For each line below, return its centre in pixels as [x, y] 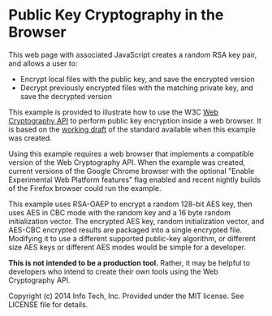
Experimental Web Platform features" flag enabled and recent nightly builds [135, 180]
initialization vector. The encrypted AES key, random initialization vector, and [136, 221]
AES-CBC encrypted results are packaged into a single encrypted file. [125, 230]
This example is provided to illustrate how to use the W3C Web [114, 112]
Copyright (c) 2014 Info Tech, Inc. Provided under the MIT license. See [126, 296]
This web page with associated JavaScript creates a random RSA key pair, [133, 54]
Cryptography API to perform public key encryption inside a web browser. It [135, 120]
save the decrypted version [66, 96]
